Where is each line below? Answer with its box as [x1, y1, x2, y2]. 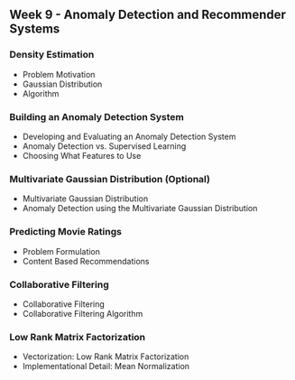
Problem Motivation [22, 69, 96, 79]
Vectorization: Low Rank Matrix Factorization [22, 351, 189, 362]
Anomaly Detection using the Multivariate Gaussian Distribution [22, 203, 258, 214]
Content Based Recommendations [22, 255, 150, 266]
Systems [9, 22, 60, 37]
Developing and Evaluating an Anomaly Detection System [22, 131, 236, 142]
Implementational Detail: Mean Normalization [22, 361, 190, 372]
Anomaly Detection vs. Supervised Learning [22, 140, 187, 152]
